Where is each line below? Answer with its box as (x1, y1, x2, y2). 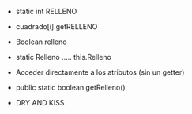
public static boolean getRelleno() (15, 83, 126, 92)
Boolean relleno (15, 37, 67, 46)
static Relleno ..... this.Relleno (15, 53, 112, 61)
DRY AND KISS (15, 98, 65, 107)
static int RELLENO (15, 7, 77, 16)
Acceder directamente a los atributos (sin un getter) (15, 68, 185, 77)
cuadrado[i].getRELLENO (15, 22, 98, 31)
